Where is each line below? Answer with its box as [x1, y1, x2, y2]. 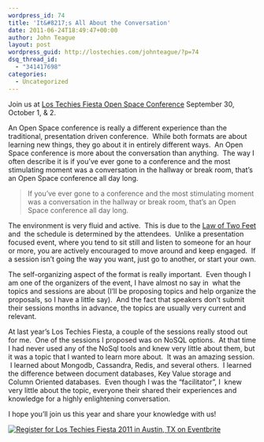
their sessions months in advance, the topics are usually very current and [8, 303, 247, 313]
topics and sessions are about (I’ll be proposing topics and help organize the [8, 286, 256, 296]
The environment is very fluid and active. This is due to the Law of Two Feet [8, 220, 256, 230]
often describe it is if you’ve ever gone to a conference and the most [8, 156, 231, 166]
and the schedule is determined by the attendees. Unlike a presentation [8, 229, 244, 238]
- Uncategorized [15, 77, 69, 85]
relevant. [8, 311, 37, 320]
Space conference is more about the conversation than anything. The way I [8, 148, 255, 158]
